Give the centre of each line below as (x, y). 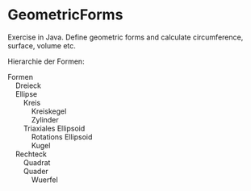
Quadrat (37, 162)
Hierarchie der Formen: (46, 61)
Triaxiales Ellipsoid (54, 128)
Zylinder (45, 119)
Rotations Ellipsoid (62, 137)
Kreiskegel (49, 111)
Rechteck (31, 154)
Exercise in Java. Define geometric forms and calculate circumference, (125, 37)
